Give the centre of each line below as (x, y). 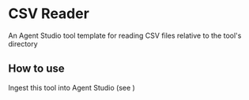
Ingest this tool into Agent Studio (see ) (72, 87)
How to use (36, 69)
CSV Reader (49, 14)
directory (23, 43)
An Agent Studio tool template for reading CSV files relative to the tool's (125, 35)
